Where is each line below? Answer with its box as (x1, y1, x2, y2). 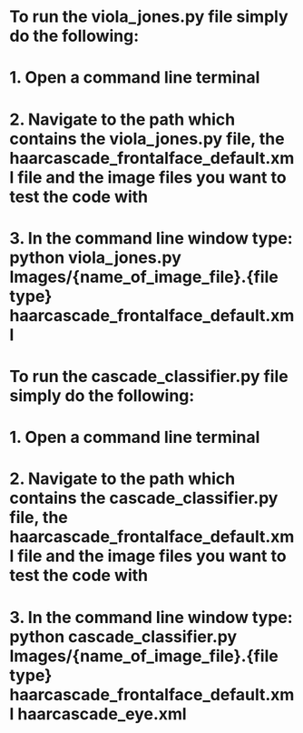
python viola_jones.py (9, 247, 181, 267)
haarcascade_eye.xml (17, 703, 188, 724)
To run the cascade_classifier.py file (9, 366, 288, 387)
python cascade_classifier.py (9, 626, 238, 647)
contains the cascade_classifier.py (9, 488, 279, 508)
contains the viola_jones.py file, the (9, 128, 285, 149)
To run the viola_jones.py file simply (9, 6, 288, 27)
